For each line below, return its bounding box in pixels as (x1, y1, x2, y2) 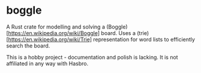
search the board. (6, 42, 50, 49)
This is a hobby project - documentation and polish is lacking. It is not (6, 53, 178, 61)
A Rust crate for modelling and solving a (6, 23, 105, 30)
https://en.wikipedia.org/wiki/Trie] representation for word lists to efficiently (8, 36, 195, 43)
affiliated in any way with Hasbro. (6, 60, 89, 67)
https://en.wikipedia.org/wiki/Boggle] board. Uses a (8, 29, 136, 36)
